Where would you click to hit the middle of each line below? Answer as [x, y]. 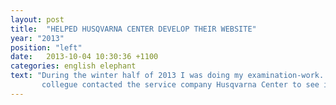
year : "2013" [37, 38]
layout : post [37, 19]
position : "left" [46, 47]
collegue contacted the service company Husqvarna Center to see [180, 85]
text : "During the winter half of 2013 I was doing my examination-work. [167, 76]
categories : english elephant [73, 66]
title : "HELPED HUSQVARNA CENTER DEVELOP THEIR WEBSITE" [133, 29]
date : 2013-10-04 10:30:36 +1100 [84, 57]
